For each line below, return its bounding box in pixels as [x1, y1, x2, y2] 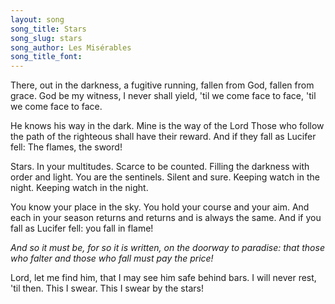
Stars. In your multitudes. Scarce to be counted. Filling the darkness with [10, 161, 310, 173]
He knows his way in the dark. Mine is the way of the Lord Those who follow [10, 120, 325, 132]
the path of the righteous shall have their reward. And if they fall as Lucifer [10, 131, 317, 143]
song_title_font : [10, 52, 83, 62]
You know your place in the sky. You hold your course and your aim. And [10, 201, 310, 213]
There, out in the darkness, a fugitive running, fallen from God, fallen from [10, 79, 315, 91]
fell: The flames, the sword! [10, 141, 123, 153]
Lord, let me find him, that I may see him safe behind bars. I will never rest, [10, 272, 317, 284]
